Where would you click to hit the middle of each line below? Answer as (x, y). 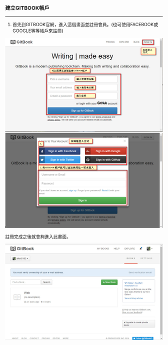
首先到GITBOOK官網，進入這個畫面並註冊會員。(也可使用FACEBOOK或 (85, 25)
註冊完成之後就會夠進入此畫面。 (38, 237)
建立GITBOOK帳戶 (27, 8)
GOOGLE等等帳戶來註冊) (38, 31)
